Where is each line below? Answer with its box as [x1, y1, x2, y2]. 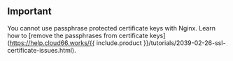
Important [7, 6, 52, 17]
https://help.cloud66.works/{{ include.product [9, 38, 142, 47]
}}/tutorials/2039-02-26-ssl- [143, 38, 226, 47]
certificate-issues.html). [7, 46, 76, 54]
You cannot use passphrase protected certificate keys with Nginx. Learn [7, 24, 216, 32]
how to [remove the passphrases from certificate [7, 31, 148, 40]
